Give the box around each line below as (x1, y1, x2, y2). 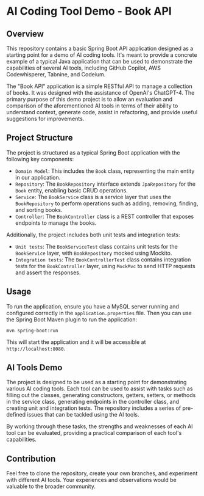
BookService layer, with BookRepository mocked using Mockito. (15, 249, 172, 257)
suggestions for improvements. (6, 115, 85, 122)
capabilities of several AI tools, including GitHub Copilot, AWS (6, 64, 161, 71)
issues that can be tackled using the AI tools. (27, 411, 139, 418)
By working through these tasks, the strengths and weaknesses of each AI (6, 423, 193, 430)
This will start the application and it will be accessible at (6, 338, 146, 346)
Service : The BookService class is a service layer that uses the (15, 193, 172, 200)
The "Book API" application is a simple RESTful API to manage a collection (6, 82, 193, 90)
